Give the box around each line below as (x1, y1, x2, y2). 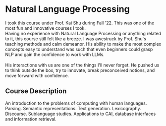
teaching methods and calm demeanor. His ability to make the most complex (5, 41, 162, 47)
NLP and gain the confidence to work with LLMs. (5, 51, 105, 58)
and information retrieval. (5, 116, 57, 122)
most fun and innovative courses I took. (5, 25, 86, 31)
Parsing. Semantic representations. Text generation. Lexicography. (5, 105, 141, 111)
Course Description (5, 87, 67, 95)
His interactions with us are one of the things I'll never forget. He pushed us (5, 62, 160, 68)
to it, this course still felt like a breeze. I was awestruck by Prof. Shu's (5, 36, 146, 42)
